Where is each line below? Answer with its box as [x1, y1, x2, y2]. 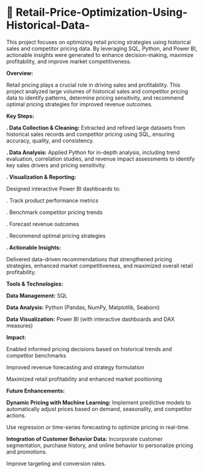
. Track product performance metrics [6, 196, 99, 204]
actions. [6, 412, 26, 419]
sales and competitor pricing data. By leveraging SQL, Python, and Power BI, [6, 45, 198, 52]
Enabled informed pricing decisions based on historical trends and [6, 345, 172, 352]
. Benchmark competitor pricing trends [6, 209, 103, 216]
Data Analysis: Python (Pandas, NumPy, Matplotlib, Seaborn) [6, 303, 160, 311]
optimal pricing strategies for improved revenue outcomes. [6, 100, 153, 108]
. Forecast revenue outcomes [6, 220, 79, 227]
